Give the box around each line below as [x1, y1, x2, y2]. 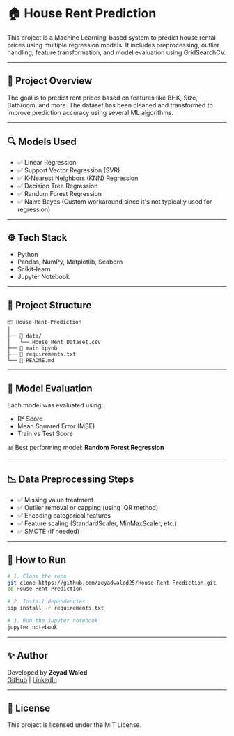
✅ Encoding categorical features [17, 511, 111, 520]
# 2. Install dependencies [7, 598, 86, 606]
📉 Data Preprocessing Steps [7, 474, 134, 486]
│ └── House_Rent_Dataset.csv [7, 339, 101, 346]
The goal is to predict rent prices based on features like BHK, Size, [7, 93, 198, 102]
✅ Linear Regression [17, 158, 77, 166]
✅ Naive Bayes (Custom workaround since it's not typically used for [17, 197, 212, 206]
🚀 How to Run [7, 554, 67, 566]
